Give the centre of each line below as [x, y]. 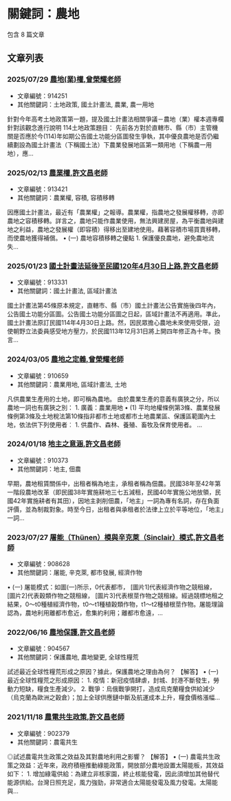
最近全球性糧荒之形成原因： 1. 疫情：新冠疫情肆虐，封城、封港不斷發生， [110, 680]
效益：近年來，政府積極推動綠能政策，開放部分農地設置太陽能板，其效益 [121, 765]
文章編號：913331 [42, 282]
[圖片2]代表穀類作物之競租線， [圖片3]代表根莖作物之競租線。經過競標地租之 [115, 596]
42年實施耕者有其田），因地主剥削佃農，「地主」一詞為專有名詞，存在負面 [116, 500]
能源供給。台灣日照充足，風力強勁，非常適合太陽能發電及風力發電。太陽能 [112, 782]
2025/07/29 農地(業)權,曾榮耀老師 [64, 80]
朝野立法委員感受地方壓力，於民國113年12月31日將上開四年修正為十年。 [114, 331]
